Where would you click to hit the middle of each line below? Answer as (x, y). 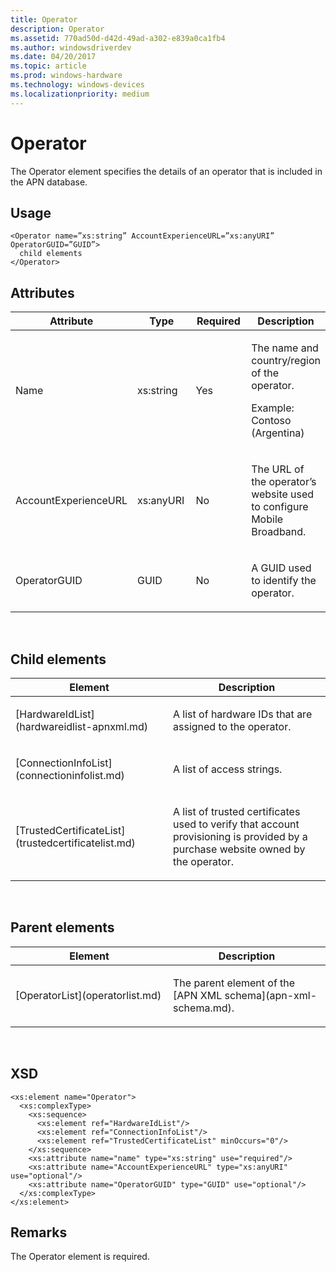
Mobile (267, 519)
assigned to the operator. (232, 726)
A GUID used (281, 568)
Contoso (271, 421)
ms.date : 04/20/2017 (53, 57)
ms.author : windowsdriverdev (71, 47)
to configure (280, 507)
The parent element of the (234, 983)
